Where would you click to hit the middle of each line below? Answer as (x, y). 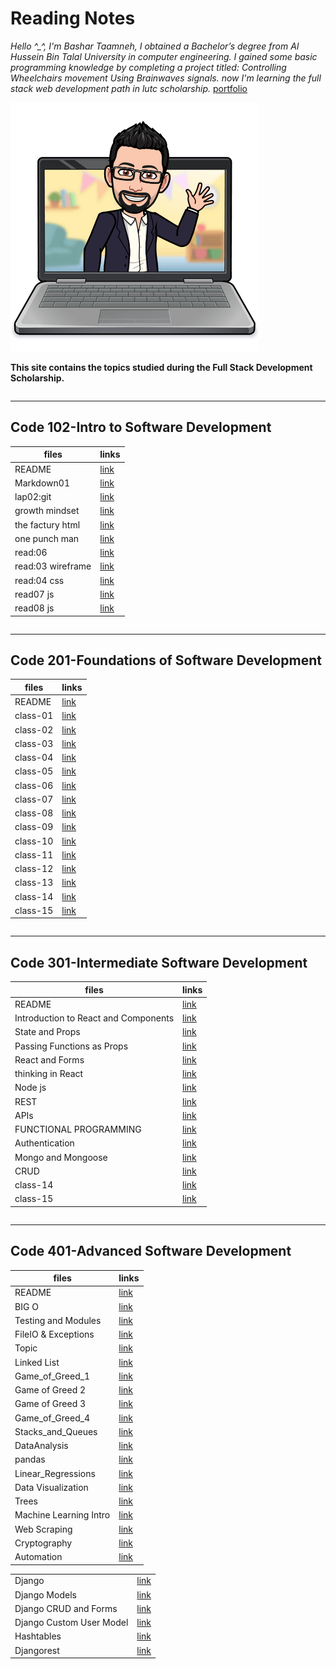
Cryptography (43, 1543)
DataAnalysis (41, 1446)
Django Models (45, 1594)
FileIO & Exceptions (54, 1334)
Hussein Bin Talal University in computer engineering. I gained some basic (164, 56)
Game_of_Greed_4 (52, 1418)
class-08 (34, 813)
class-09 (34, 827)
